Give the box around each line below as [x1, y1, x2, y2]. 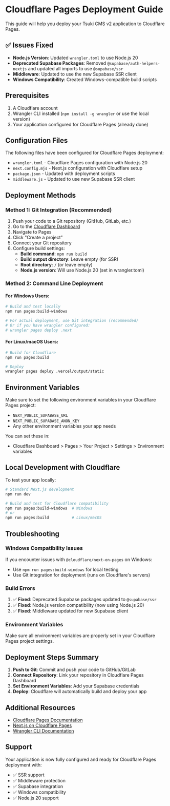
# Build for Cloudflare [5, 350, 56, 355]
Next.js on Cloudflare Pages [12, 722, 72, 728]
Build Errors [5, 584, 35, 591]
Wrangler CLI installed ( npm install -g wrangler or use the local [12, 110, 149, 117]
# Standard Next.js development [5, 487, 74, 492]
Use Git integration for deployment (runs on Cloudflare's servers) [12, 571, 151, 578]
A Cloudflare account [12, 105, 58, 111]
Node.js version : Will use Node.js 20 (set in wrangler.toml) [20, 267, 144, 273]
